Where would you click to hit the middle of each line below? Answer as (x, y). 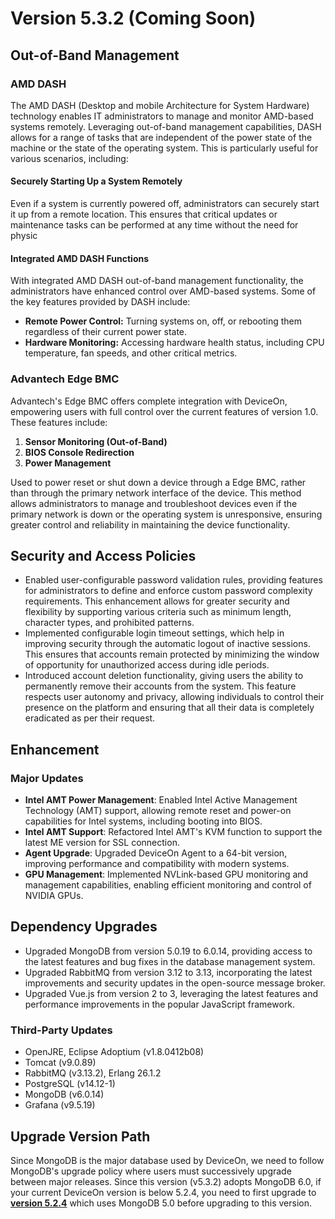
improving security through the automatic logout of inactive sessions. (167, 644)
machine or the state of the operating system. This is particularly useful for (164, 148)
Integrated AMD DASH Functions (80, 258)
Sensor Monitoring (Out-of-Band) (96, 441)
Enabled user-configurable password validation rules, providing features (173, 580)
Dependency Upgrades (84, 927)
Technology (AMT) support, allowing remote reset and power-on (158, 811)
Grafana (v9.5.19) (60, 1105)
